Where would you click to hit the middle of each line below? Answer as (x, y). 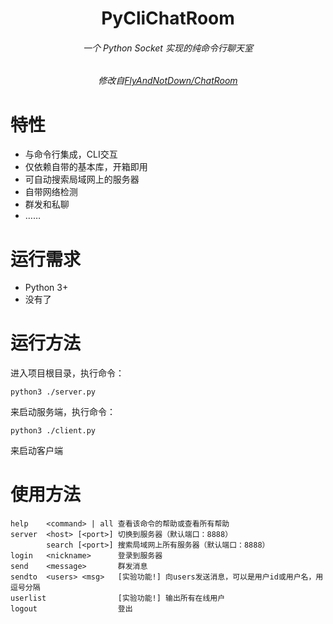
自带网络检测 (51, 192)
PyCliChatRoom (168, 18)
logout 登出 (71, 609)
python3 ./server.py (53, 392)
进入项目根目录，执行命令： (67, 373)
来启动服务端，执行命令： (63, 412)
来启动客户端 (36, 451)
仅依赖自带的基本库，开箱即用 (86, 167)
